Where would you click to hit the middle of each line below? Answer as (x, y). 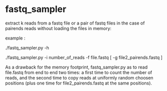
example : (15, 38)
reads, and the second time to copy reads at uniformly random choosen (79, 77)
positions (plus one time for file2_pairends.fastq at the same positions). (78, 83)
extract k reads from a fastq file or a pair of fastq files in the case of (75, 23)
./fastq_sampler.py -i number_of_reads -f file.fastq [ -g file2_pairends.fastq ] (84, 57)
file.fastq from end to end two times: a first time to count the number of (79, 72)
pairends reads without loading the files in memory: (58, 28)
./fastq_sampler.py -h (27, 47)
